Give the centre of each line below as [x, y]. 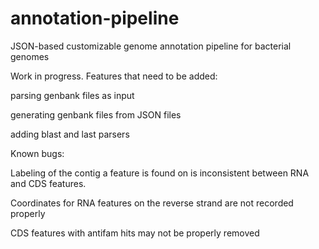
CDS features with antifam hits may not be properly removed [135, 233]
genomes [30, 56]
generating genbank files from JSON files [96, 114]
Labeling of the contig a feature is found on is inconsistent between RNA [160, 173]
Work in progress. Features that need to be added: [114, 76]
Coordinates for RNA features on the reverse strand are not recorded [152, 203]
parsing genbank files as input [72, 95]
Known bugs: [37, 153]
